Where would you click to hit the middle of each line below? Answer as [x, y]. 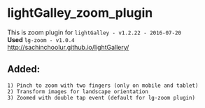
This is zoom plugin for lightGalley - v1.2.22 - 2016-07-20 [94, 32]
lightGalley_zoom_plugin [80, 13]
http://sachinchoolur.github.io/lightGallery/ [68, 47]
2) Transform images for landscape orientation [78, 92]
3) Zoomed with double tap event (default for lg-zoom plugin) [101, 97]
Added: [24, 69]
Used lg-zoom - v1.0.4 [41, 39]
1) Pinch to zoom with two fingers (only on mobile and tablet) [103, 86]
